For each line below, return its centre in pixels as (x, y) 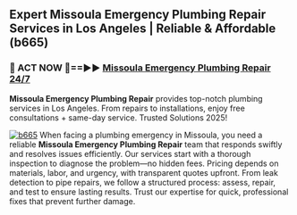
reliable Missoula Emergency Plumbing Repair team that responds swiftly (146, 144)
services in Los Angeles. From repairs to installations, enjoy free (127, 108)
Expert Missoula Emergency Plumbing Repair (138, 15)
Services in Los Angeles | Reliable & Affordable (143, 29)
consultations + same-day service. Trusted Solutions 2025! (119, 117)
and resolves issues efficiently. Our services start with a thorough (130, 153)
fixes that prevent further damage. (72, 201)
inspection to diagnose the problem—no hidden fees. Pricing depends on (144, 163)
